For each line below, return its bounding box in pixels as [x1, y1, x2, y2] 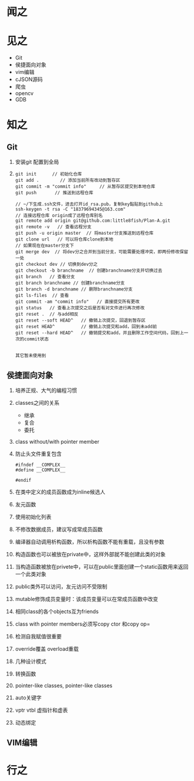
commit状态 [23, 336, 49, 342]
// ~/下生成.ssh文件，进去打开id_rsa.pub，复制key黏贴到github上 [15, 201, 164, 207]
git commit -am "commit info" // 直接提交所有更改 [15, 299, 140, 305]
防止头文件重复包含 [15, 450, 62, 457]
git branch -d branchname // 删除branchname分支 [15, 286, 133, 292]
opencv [15, 90, 34, 97]
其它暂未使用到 [15, 353, 46, 359]
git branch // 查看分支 [15, 274, 75, 280]
